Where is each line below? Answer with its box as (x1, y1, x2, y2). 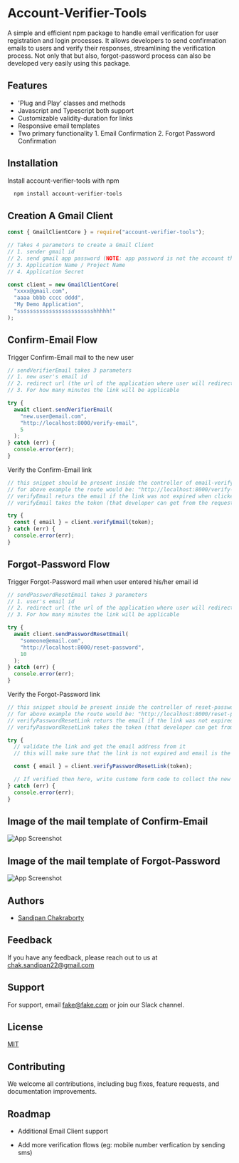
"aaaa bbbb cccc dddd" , (14, 294, 84, 301)
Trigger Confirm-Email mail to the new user (7, 353, 134, 361)
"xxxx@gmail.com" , (14, 288, 69, 295)
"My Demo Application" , (14, 301, 84, 308)
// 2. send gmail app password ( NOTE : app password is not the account (7, 255, 224, 262)
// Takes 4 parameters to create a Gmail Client (7, 241, 154, 249)
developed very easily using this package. (7, 59, 131, 67)
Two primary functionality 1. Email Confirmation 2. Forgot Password (17, 129, 216, 137)
